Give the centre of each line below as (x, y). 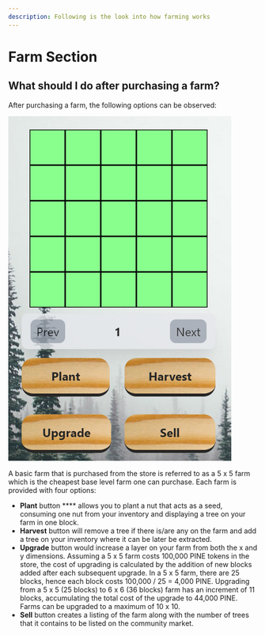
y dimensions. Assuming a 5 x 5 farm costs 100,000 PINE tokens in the (134, 556)
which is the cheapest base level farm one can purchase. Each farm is (123, 482)
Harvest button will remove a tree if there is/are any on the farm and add (138, 531)
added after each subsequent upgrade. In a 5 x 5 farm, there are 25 (129, 573)
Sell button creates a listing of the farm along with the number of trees (134, 615)
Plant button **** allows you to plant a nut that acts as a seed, (121, 505)
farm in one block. (49, 522)
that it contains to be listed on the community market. (106, 623)
